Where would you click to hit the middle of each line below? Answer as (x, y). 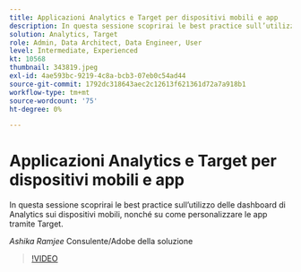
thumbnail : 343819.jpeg (54, 68)
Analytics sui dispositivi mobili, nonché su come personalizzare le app (138, 215)
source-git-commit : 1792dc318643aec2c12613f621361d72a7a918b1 (128, 84)
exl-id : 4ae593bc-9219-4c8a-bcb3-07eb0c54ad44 (98, 76)
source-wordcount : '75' (54, 101)
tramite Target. (37, 224)
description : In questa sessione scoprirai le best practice (126, 26)
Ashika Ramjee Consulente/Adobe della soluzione (101, 242)
